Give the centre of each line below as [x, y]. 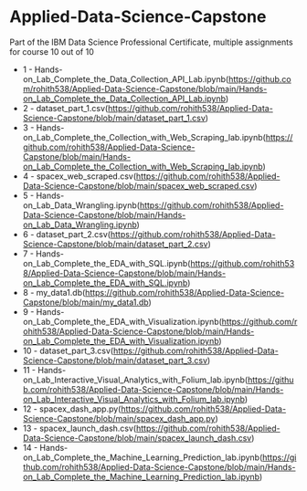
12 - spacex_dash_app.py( [72, 409]
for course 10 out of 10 [52, 51]
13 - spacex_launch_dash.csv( [79, 428]
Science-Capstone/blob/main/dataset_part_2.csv [115, 244]
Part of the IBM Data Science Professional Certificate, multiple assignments [152, 42]
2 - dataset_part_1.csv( [65, 108]
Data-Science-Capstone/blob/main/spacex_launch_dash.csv [137, 438]
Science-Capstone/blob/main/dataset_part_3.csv [115, 360]
